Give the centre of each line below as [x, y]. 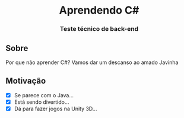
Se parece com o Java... [44, 95]
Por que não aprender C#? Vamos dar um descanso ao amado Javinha [92, 62]
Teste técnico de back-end [99, 29]
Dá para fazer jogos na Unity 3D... [55, 109]
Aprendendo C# [99, 10]
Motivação [26, 81]
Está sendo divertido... [42, 102]
